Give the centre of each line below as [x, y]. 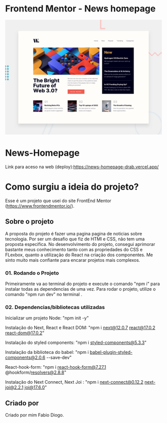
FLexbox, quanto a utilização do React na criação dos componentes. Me [79, 255]
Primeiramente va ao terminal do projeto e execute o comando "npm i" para [83, 284]
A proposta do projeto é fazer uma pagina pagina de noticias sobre [74, 233]
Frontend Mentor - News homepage [80, 9]
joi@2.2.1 [14, 387]
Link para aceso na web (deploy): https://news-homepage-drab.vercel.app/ [82, 167]
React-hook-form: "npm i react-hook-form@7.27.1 [56, 367]
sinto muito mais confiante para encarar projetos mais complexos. [73, 260]
